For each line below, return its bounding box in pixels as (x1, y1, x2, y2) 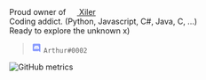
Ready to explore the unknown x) (9, 25, 131, 36)
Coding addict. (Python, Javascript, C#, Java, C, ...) (9, 16, 198, 26)
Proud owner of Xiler (9, 7, 96, 17)
